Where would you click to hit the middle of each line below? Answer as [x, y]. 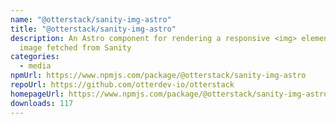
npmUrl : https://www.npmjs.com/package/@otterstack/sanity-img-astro [158, 76]
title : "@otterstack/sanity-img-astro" [93, 29]
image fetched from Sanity [75, 47]
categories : [35, 57]
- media [35, 66]
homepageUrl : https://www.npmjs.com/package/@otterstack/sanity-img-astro [169, 94]
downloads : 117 [42, 103]
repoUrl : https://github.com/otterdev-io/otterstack [122, 85]
